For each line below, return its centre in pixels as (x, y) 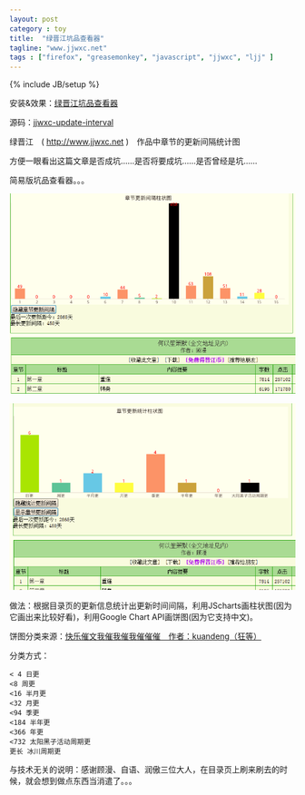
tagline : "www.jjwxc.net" (58, 48)
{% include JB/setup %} (54, 84)
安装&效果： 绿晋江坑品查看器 (64, 103)
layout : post (34, 19)
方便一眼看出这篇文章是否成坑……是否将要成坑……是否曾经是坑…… (133, 161)
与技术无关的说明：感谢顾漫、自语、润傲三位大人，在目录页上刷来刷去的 (144, 770)
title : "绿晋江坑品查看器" (57, 38)
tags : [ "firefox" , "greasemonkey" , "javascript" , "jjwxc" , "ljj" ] (142, 58)
